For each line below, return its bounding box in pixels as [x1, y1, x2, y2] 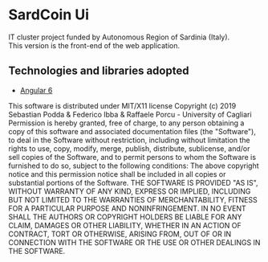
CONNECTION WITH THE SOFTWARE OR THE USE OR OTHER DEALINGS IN [8, 237, 261, 247]
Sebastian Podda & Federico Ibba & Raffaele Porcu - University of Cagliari [8, 109, 252, 119]
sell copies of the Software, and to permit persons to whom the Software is [8, 152, 257, 162]
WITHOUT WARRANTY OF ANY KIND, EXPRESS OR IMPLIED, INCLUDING [8, 186, 251, 196]
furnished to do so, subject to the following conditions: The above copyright [8, 161, 259, 170]
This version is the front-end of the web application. [8, 40, 181, 50]
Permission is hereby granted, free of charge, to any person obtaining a [8, 118, 245, 128]
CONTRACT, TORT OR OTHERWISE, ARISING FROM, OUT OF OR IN [8, 229, 232, 239]
